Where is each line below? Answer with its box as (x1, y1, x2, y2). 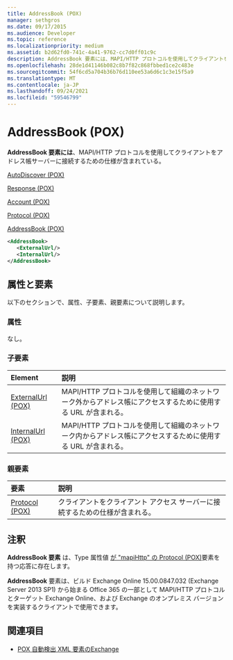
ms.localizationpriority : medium (7, 42, 104, 49)
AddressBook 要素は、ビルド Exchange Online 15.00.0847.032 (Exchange (7, 577, 219, 585)
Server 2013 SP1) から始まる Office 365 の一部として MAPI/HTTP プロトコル (7, 585, 225, 593)
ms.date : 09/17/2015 (7, 23, 67, 30)
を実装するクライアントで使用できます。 (7, 602, 123, 611)
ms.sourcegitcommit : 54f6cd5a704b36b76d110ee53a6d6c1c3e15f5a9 (7, 68, 194, 75)
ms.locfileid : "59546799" (7, 95, 82, 102)
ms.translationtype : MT (7, 74, 76, 82)
